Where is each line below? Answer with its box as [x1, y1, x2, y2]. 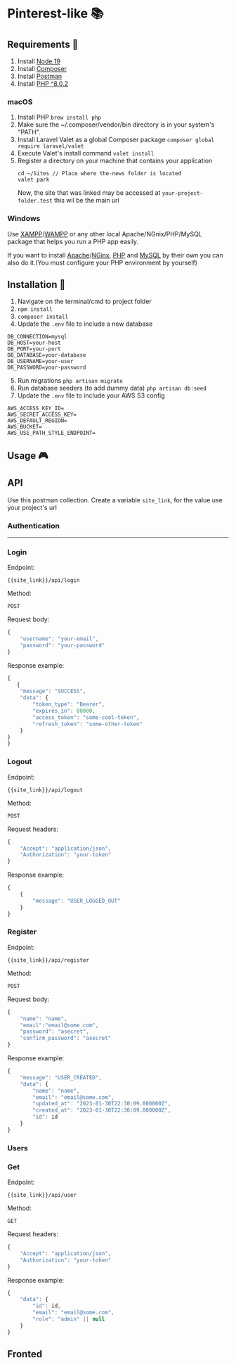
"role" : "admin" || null [32, 1316, 105, 1323]
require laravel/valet [17, 143, 84, 150]
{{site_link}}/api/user [7, 1192, 77, 1199]
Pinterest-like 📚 [7, 6, 104, 22]
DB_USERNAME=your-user [7, 358, 74, 365]
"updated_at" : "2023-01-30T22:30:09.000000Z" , [32, 1100, 171, 1107]
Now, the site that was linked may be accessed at [17, 189, 161, 197]
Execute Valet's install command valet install [17, 149, 155, 158]
